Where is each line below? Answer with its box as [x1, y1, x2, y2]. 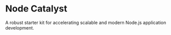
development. [5, 24, 34, 30]
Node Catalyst [5, 3, 67, 14]
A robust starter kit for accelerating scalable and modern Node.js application [5, 19, 166, 25]
